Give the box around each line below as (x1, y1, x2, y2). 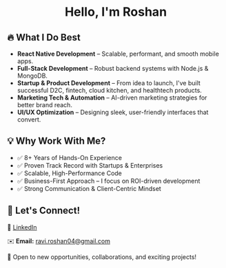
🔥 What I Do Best (7, 32, 81, 43)
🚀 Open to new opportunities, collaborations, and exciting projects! (7, 252, 197, 261)
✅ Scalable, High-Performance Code (17, 169, 123, 177)
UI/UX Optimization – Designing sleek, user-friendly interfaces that (17, 108, 209, 116)
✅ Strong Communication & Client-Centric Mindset (17, 184, 162, 192)
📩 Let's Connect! (7, 205, 81, 216)
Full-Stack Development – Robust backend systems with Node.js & (17, 65, 209, 72)
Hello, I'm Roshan (64, 4, 167, 20)
